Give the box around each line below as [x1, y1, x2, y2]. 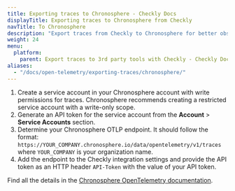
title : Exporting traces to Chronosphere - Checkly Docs [7, 10, 177, 17]
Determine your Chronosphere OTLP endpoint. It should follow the [17, 125, 208, 134]
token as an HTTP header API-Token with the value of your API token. [17, 162, 217, 171]
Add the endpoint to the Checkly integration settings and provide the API [17, 155, 227, 163]
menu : [7, 43, 23, 50]
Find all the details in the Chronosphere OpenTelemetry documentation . [7, 176, 213, 184]
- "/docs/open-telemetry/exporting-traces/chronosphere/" [13, 69, 187, 76]
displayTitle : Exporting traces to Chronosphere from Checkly [7, 17, 192, 24]
